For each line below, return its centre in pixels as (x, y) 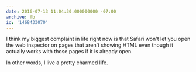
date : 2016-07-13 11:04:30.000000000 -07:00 (61, 11)
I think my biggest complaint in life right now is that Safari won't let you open (98, 39)
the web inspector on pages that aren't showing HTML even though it (90, 45)
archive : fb (20, 17)
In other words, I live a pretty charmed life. (57, 63)
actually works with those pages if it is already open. (69, 52)
